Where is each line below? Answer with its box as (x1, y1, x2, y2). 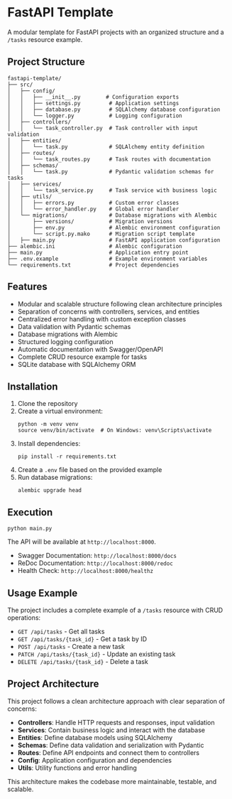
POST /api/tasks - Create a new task (17, 643, 126, 650)
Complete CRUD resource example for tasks (17, 353, 148, 361)
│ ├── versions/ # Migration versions (7, 218, 173, 225)
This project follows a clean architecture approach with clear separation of (7, 697, 226, 705)
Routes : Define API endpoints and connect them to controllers (17, 748, 200, 757)
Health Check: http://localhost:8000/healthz (17, 567, 154, 575)
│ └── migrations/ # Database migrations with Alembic (7, 211, 218, 219)
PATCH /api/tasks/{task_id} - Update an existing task (17, 650, 176, 658)
